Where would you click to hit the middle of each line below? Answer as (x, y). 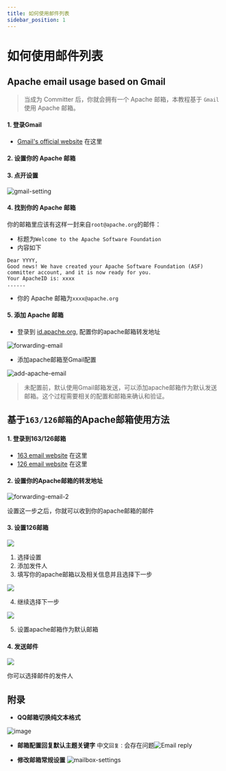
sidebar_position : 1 (37, 20)
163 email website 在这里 (52, 455)
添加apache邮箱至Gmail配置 (57, 359)
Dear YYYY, (23, 260)
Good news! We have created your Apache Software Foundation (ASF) (105, 266)
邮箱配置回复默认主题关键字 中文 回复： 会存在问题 (86, 745)
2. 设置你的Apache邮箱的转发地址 (55, 481)
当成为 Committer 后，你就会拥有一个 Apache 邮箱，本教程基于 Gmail (121, 99)
